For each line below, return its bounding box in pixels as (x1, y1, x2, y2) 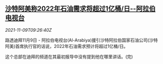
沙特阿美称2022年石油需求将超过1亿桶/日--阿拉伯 (5, 4, 156, 13)
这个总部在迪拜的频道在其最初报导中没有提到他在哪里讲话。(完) (5, 53, 134, 60)
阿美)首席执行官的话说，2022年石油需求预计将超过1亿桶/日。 (5, 43, 129, 49)
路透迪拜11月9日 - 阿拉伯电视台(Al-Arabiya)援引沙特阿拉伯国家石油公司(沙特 (5, 37, 158, 43)
